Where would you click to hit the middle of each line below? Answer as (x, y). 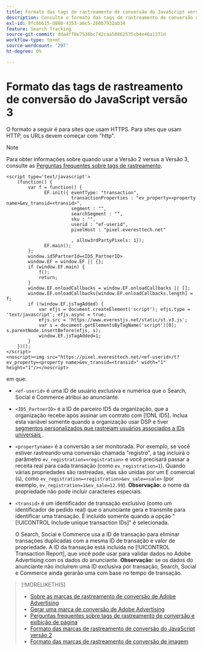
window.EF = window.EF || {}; (66, 261)
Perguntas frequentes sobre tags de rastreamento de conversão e (112, 615)
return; (48, 277)
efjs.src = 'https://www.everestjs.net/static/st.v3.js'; (113, 320)
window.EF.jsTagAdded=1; (70, 336)
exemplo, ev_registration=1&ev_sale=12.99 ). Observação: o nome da (102, 485)
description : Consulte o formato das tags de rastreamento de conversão (100, 18)
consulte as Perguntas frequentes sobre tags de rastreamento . (84, 165)
